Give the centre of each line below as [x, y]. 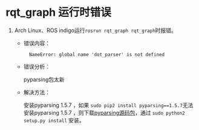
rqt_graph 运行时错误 [58, 12]
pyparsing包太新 [44, 79]
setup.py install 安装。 [54, 120]
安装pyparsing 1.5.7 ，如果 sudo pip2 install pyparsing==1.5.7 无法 [108, 105]
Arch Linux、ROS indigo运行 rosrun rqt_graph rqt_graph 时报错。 [95, 30]
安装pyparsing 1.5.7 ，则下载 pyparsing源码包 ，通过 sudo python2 [104, 112]
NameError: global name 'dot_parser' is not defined [96, 54]
